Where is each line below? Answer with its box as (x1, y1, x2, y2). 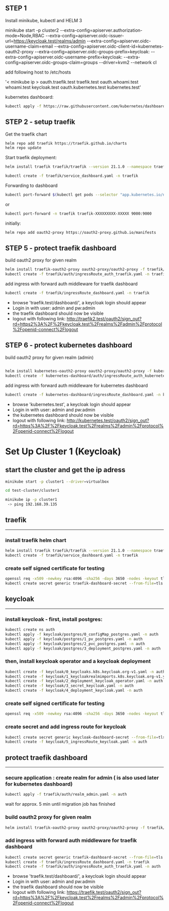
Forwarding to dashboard (5, 182, 58, 188)
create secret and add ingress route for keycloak (5, 723, 127, 730)
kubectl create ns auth (5, 627, 55, 632)
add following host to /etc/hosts (5, 69, 71, 75)
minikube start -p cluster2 (5, 27, 59, 33)
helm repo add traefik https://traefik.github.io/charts (5, 141, 127, 146)
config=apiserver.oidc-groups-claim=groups (5, 59, 98, 65)
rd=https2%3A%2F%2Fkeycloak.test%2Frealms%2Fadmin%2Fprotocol (12, 321, 162, 327)
